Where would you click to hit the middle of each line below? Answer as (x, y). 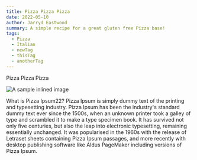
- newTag (22, 50)
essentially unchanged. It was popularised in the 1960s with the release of (96, 132)
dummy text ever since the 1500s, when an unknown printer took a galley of (98, 113)
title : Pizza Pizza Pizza (38, 12)
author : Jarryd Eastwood (37, 22)
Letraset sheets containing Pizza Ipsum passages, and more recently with (96, 138)
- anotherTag (28, 61)
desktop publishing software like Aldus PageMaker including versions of (94, 145)
